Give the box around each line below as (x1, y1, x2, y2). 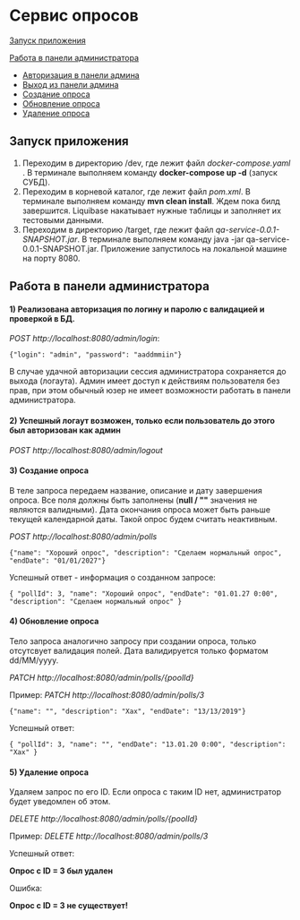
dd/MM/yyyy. (9, 655, 59, 666)
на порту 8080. (21, 253, 81, 263)
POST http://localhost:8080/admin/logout (9, 444, 163, 455)
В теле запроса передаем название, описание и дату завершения (9, 485, 262, 495)
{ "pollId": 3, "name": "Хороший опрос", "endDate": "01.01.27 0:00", (9, 589, 279, 598)
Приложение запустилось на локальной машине (100, 243, 287, 254)
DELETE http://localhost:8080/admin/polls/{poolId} (9, 813, 199, 824)
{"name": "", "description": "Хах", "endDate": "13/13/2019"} (9, 707, 246, 716)
